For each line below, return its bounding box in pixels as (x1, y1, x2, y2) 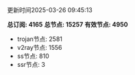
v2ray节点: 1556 (16, 44, 62, 51)
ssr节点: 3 (16, 61, 46, 68)
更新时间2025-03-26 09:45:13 (7, 6, 93, 14)
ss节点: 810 (16, 52, 49, 60)
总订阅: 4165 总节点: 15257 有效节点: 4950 (7, 20, 128, 29)
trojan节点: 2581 (16, 35, 63, 43)
